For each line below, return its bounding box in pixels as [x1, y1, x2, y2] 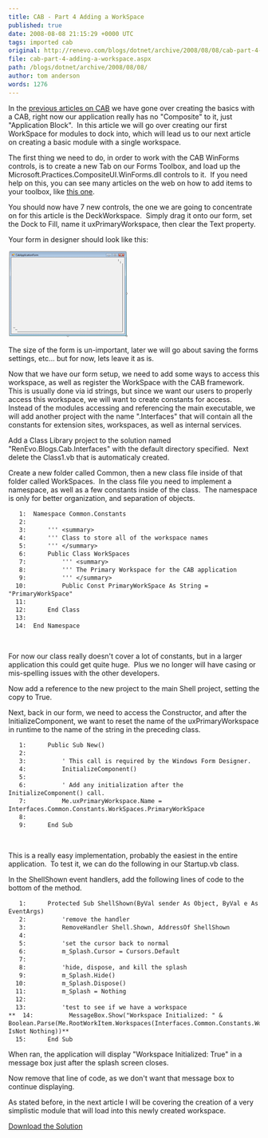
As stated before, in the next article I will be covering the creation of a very [8, 1097, 254, 1107]
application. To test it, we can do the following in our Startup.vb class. [8, 859, 239, 869]
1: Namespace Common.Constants [18, 510, 127, 518]
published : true [8, 21, 62, 30]
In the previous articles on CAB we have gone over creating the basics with [8, 103, 255, 113]
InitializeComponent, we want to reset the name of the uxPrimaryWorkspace [8, 716, 259, 726]
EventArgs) [8, 907, 45, 915]
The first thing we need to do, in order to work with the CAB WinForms [8, 153, 239, 162]
